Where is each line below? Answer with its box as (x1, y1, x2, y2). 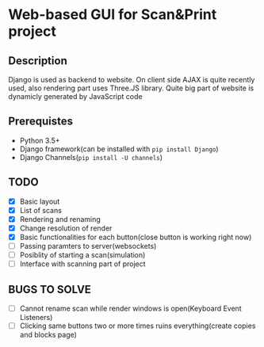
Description (8, 54, 67, 67)
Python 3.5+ (19, 135, 61, 145)
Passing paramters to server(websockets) (19, 241, 157, 250)
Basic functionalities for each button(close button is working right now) (19, 232, 252, 242)
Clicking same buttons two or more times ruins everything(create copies (19, 321, 256, 330)
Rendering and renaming (19, 214, 101, 223)
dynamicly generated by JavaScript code (8, 92, 143, 101)
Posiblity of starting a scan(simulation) (19, 250, 146, 259)
